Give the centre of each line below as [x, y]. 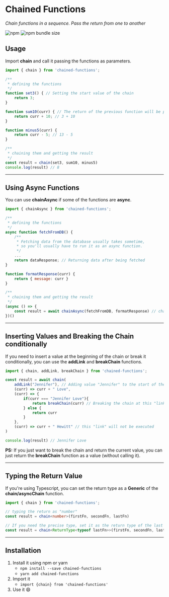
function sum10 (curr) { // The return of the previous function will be [83, 112]
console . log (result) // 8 [32, 167]
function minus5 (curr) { [31, 130]
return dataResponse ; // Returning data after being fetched [79, 260]
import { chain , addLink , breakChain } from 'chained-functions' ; [76, 371]
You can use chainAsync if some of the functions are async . [68, 200]
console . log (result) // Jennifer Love [46, 440]
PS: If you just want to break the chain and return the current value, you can [84, 450]
